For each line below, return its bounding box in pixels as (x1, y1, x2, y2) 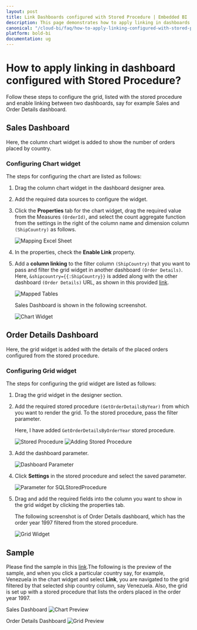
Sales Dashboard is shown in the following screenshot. (14, 301, 147, 309)
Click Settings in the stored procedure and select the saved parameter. (14, 472, 186, 480)
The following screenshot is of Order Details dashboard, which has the (14, 513, 185, 520)
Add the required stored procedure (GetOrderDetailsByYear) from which (14, 403, 189, 410)
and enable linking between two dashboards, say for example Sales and (6, 100, 180, 107)
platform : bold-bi (6, 31, 51, 37)
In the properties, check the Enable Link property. (14, 248, 135, 256)
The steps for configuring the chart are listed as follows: (6, 173, 142, 180)
